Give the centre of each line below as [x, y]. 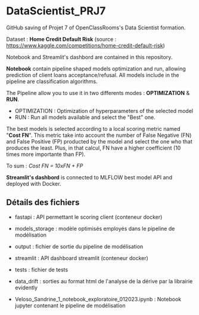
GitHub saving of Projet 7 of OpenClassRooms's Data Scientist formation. [96, 27]
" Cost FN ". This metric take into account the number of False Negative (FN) [99, 135]
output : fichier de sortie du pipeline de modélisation [79, 246]
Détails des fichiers [43, 202]
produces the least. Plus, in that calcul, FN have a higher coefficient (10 [94, 148]
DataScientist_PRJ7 [56, 11]
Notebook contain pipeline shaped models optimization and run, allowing [96, 68]
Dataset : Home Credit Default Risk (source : [61, 39]
